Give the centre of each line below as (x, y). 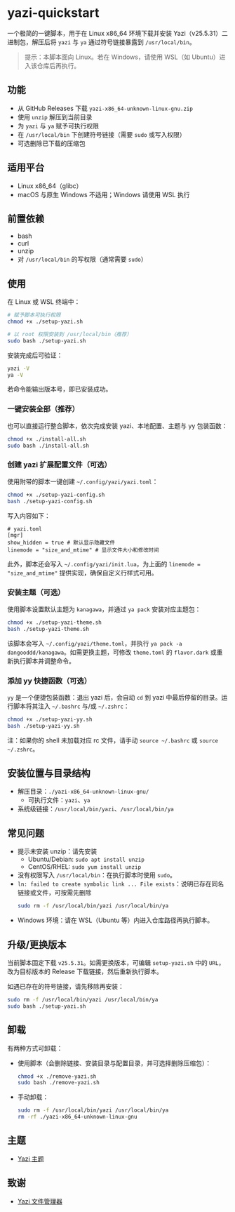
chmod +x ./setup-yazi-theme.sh (54, 622)
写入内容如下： (29, 515)
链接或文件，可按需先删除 (54, 893)
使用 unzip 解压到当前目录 (55, 116)
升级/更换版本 (37, 944)
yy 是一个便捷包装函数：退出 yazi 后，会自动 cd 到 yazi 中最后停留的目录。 (114, 697)
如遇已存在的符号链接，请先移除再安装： (66, 986)
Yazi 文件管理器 (40, 1201)
